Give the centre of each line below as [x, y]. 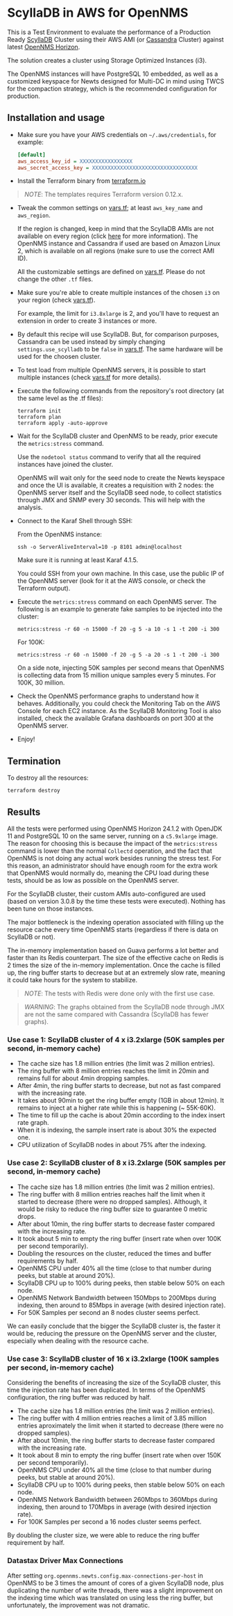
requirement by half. [36, 1542]
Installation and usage [56, 118]
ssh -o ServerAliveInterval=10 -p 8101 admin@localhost [100, 547]
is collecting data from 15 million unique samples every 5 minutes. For [116, 675]
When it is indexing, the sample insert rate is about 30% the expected [117, 1130]
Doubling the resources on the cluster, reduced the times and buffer [114, 1253]
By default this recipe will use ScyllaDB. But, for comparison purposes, [118, 335]
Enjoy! [26, 739]
